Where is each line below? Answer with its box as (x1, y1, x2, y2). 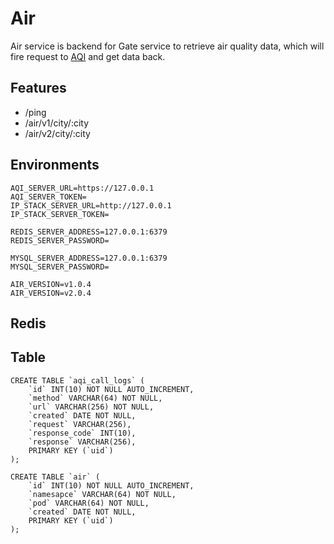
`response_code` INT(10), (28, 428, 137, 438)
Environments (10, 157, 100, 174)
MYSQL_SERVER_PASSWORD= (10, 262, 110, 272)
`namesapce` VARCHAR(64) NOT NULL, (28, 489, 177, 499)
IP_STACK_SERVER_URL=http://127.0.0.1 (10, 200, 172, 211)
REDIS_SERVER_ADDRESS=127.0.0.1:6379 (10, 227, 168, 237)
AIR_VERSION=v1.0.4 (10, 279, 92, 289)
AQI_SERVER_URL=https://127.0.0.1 (10, 183, 155, 193)
